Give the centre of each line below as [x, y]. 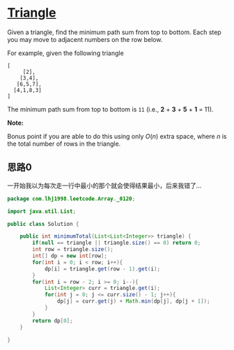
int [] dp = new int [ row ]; [70, 256]
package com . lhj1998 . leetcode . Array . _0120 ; [71, 199]
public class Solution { [43, 224]
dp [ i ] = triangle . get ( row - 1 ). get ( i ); [102, 269]
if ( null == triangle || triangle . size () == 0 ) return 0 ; [117, 243]
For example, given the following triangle [65, 53]
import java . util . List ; [42, 211]
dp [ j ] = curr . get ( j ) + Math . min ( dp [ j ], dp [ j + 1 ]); [133, 301]
